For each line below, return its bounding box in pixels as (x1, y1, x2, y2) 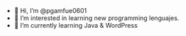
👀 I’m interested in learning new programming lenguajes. (13, 14, 180, 22)
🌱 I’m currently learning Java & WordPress (13, 21, 138, 29)
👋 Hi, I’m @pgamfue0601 (13, 7, 87, 15)
